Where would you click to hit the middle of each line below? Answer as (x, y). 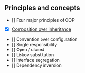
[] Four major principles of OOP (43, 20)
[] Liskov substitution (33, 55)
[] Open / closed (28, 49)
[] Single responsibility (34, 44)
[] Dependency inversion (36, 65)
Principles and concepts (42, 8)
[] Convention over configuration (44, 39)
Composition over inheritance (41, 29)
